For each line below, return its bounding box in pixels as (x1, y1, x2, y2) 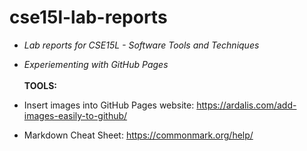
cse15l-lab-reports (9, 6, 168, 29)
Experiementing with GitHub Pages (23, 58, 169, 70)
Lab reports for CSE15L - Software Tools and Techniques (23, 39, 260, 51)
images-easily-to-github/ (23, 109, 128, 121)
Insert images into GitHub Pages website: (23, 99, 195, 111)
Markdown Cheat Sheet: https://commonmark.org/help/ (23, 129, 254, 141)
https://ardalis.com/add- (196, 99, 297, 111)
